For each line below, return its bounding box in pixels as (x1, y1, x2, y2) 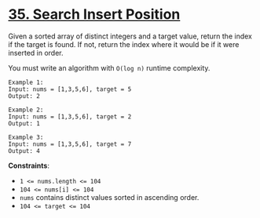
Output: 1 (8, 119, 41, 127)
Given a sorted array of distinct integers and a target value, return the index (8, 31, 253, 41)
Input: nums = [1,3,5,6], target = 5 (8, 85, 132, 93)
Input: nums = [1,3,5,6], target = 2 (8, 112, 132, 121)
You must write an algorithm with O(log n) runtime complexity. (8, 63, 211, 72)
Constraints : (8, 161, 49, 170)
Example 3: (8, 133, 44, 141)
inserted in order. (8, 48, 64, 57)
